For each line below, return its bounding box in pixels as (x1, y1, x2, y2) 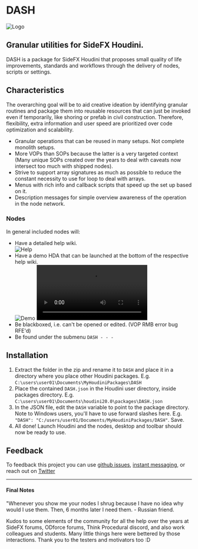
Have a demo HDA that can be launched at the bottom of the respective (14, 252, 189, 259)
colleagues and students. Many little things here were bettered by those (6, 530, 181, 537)
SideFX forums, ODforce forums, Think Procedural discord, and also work (6, 524, 185, 531)
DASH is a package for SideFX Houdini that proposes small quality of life (6, 55, 182, 62)
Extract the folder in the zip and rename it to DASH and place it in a (14, 366, 174, 373)
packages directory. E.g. (14, 391, 74, 398)
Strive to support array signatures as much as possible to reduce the (14, 168, 181, 176)
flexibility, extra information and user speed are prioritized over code (6, 120, 173, 127)
